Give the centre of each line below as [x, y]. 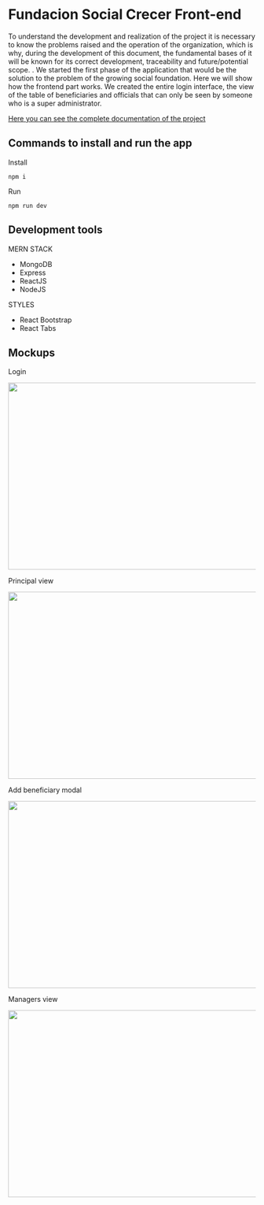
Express [33, 273]
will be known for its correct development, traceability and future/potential [128, 61]
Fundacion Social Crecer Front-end [125, 15]
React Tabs [38, 328]
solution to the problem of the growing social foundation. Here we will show [130, 78]
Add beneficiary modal [45, 790]
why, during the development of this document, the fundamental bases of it [130, 53]
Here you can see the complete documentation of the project [107, 118]
